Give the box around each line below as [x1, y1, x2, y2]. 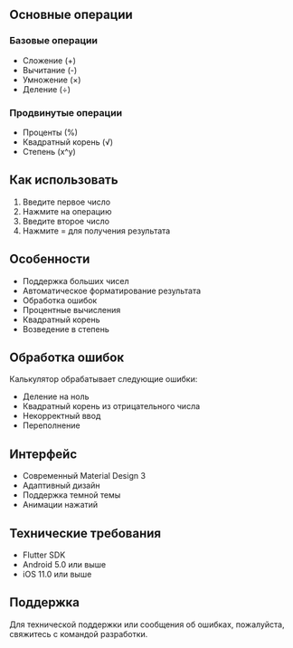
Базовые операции [9, 34, 98, 47]
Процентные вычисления [22, 304, 121, 315]
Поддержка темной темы [22, 490, 121, 500]
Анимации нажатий [22, 500, 99, 510]
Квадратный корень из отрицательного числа [22, 401, 201, 412]
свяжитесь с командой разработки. [9, 628, 148, 639]
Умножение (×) [22, 74, 81, 85]
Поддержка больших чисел [22, 275, 129, 286]
